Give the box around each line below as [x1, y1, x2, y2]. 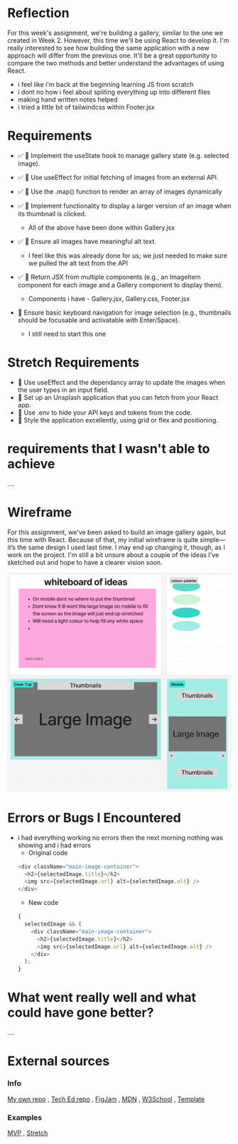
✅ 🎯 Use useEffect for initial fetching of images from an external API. [17, 173, 219, 181]
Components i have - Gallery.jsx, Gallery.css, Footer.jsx [28, 294, 190, 303]
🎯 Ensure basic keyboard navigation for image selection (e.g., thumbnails [17, 308, 232, 317]
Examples [7, 1112, 43, 1122]
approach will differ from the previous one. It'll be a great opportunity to [7, 51, 217, 60]
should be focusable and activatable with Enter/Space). [17, 315, 180, 324]
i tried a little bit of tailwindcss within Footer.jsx [17, 102, 155, 111]
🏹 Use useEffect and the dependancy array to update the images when [17, 378, 226, 386]
